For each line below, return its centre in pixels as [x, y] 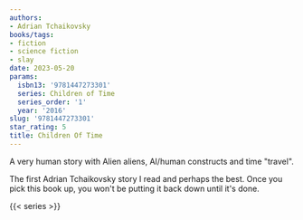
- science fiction [44, 52]
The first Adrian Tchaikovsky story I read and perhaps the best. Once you [146, 178]
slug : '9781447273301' [52, 119]
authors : [26, 18]
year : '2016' [42, 110]
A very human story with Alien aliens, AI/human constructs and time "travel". [151, 161]
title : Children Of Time [56, 136]
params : [24, 77]
